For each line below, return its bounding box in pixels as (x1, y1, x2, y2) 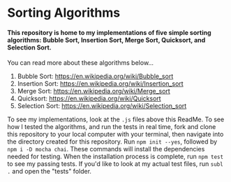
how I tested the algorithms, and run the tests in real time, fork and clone (7, 123, 216, 131)
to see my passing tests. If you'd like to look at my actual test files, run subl (7, 160, 223, 168)
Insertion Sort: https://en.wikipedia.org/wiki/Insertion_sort (17, 79, 184, 88)
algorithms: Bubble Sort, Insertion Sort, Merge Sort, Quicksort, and (7, 36, 206, 44)
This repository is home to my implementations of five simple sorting (7, 28, 211, 36)
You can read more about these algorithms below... (7, 59, 154, 67)
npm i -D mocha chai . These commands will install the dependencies (7, 145, 205, 153)
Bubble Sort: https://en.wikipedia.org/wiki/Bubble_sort (17, 72, 174, 81)
